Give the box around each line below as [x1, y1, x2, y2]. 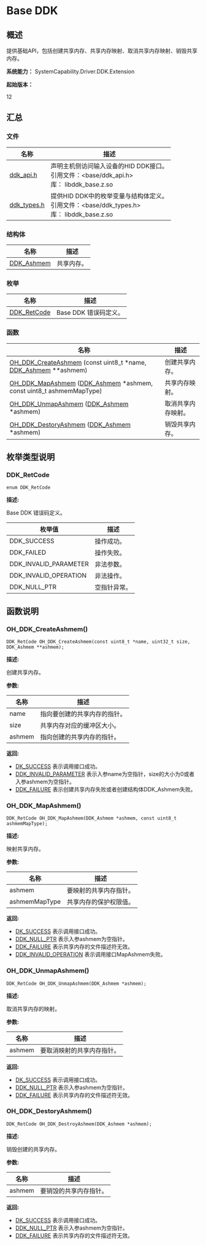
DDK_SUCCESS [9, 537, 55, 545]
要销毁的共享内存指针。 [40, 1186, 109, 1195]
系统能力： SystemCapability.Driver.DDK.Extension [6, 68, 135, 75]
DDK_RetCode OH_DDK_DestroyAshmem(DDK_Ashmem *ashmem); [6, 1121, 152, 1127]
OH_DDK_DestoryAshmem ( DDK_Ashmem [9, 420, 131, 429]
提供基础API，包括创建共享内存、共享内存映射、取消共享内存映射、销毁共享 [6, 47, 198, 54]
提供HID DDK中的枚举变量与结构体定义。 [50, 192, 169, 200]
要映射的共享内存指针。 [66, 886, 135, 895]
